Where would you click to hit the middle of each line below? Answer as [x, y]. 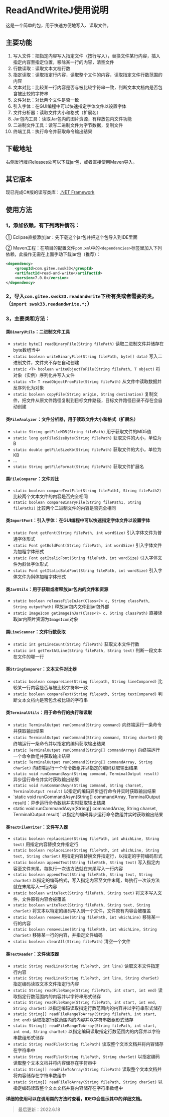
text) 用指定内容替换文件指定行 [46, 844]
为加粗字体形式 [28, 552]
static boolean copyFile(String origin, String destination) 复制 [83, 394]
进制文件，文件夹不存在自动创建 [46, 363]
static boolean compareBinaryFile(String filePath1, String [77, 502]
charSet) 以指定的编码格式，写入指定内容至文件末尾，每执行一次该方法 [86, 880]
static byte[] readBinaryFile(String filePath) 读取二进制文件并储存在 [88, 344]
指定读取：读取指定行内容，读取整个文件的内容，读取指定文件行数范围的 [88, 75]
